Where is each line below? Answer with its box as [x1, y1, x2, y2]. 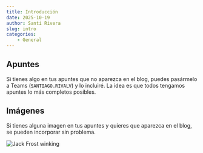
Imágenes [6, 106, 45, 116]
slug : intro [6, 25, 36, 32]
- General [17, 37, 42, 43]
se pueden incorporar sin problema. [6, 128, 96, 135]
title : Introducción [6, 8, 59, 15]
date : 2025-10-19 [6, 15, 50, 21]
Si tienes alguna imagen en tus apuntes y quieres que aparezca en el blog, [6, 122, 192, 129]
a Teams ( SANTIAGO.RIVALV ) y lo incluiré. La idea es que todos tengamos [6, 82, 185, 89]
